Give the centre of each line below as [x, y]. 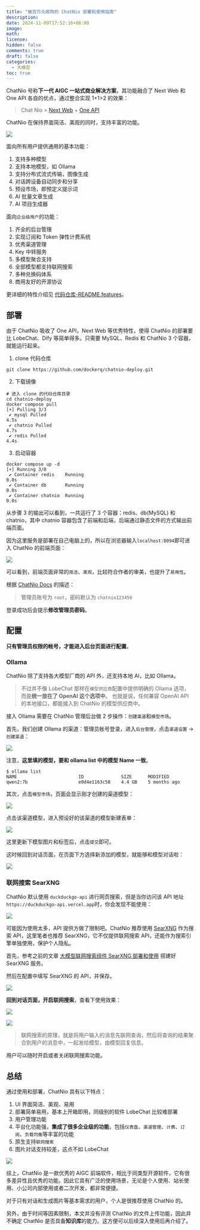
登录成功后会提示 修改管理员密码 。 [48, 610]
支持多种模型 [30, 159]
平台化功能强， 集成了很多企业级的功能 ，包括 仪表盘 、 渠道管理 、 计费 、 [98, 1127]
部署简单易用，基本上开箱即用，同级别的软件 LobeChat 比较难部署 [96, 1112]
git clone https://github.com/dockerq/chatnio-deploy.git [80, 370]
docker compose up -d [33, 464]
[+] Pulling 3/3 [26, 410]
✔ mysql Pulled [27, 415]
